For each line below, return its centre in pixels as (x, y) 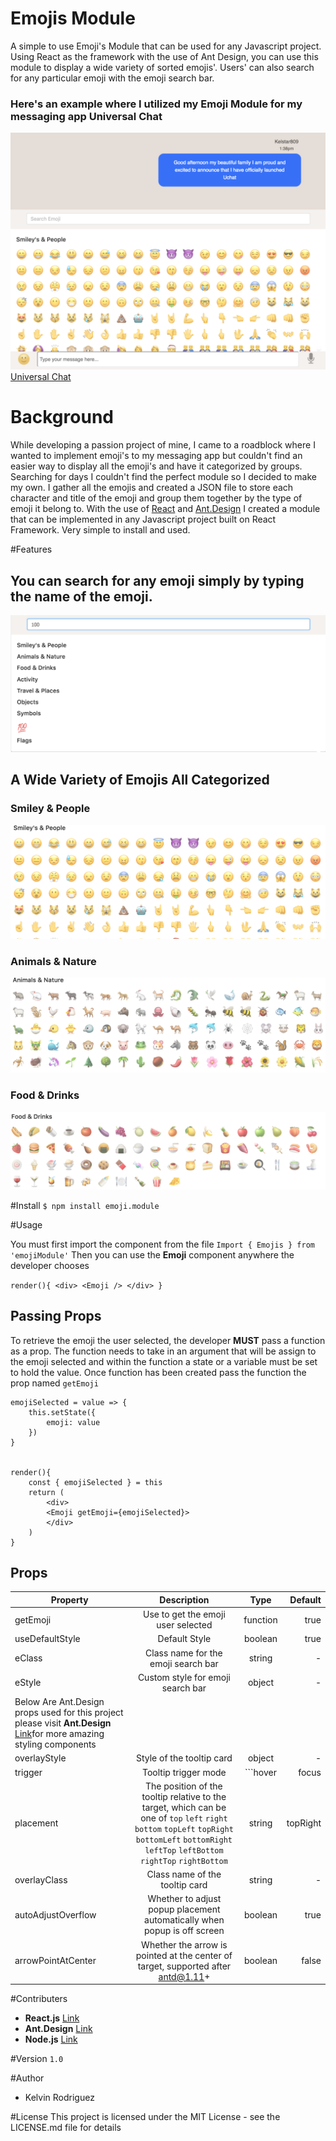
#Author (27, 2078)
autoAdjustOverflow (55, 1914)
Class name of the (184, 1874)
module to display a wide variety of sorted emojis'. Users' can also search (162, 67)
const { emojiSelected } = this (95, 1482)
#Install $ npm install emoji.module (85, 1205)
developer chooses (50, 1265)
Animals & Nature (53, 961)
